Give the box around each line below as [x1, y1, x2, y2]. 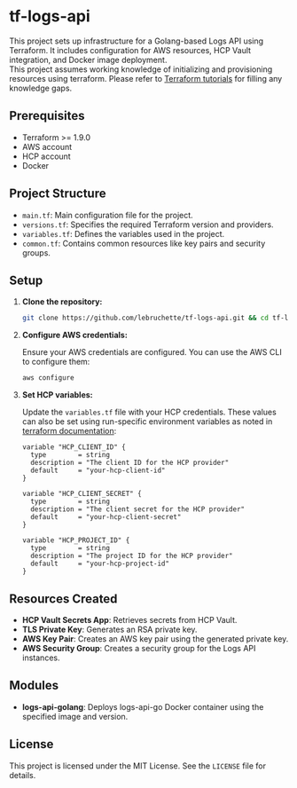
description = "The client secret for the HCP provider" [30, 505, 246, 514]
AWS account [21, 141, 73, 152]
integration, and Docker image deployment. [9, 54, 168, 65]
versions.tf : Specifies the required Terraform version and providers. [21, 219, 274, 230]
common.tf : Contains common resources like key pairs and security [21, 238, 266, 248]
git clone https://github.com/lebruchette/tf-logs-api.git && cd [21, 313, 269, 323]
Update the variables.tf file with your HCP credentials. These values [21, 406, 277, 418]
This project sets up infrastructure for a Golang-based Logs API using [9, 35, 264, 46]
